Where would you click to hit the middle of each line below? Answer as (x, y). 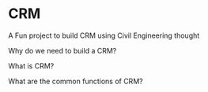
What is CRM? (31, 66)
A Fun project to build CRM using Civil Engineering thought (104, 35)
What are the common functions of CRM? (76, 81)
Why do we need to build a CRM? (62, 50)
